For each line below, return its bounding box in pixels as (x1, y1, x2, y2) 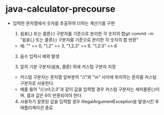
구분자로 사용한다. (20, 80, 54, 86)
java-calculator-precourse (5, 3, 116, 15)
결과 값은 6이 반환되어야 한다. (26, 92, 83, 98)
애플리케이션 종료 (20, 104, 53, 111)
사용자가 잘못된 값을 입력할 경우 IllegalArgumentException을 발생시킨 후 (20, 98, 160, 104)
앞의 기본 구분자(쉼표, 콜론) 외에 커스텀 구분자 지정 (20, 64, 116, 69)
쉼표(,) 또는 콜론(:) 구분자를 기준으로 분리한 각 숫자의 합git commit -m (20, 30, 154, 36)
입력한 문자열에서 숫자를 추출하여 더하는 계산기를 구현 (12, 20, 115, 26)
